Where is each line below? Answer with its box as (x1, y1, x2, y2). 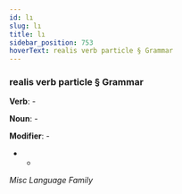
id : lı (9, 13, 34, 22)
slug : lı (9, 21, 42, 30)
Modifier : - (9, 131, 51, 141)
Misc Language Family (9, 175, 94, 186)
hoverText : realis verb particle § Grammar (9, 46, 174, 55)
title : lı (9, 30, 46, 38)
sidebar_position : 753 (9, 38, 94, 47)
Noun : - (9, 114, 38, 124)
